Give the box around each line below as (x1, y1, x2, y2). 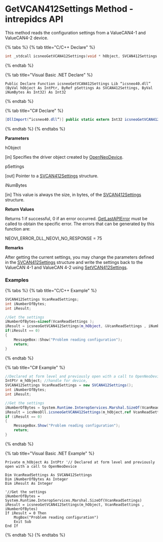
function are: (5, 226, 31, 231)
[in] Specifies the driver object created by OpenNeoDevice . (5, 154, 124, 160)
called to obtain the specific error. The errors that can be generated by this (5, 221, 155, 227)
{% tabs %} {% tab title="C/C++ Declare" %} (5, 44, 96, 50)
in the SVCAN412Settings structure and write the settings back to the (5, 259, 143, 265)
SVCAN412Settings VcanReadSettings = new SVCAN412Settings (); (5, 383, 133, 388)
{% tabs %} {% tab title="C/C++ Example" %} (5, 287, 97, 293)
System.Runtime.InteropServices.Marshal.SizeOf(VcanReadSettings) (5, 498, 142, 503)
